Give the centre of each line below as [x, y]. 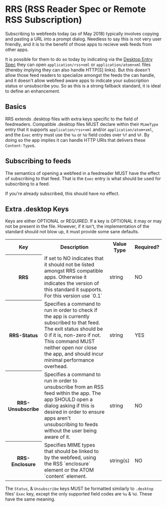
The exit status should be [74, 329]
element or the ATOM [69, 470]
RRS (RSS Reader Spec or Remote [76, 9]
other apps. [17, 49]
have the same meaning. [30, 499]
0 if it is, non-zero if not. [72, 335]
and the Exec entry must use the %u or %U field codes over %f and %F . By [78, 135]
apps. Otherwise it [65, 277]
